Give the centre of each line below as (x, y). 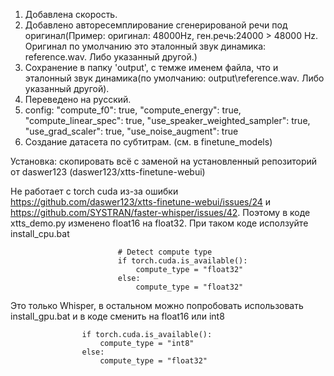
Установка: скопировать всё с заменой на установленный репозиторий (164, 161)
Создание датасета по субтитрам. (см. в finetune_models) (148, 142)
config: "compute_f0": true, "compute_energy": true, (133, 110)
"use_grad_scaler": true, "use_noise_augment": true (131, 131)
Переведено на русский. (78, 99)
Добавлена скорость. (71, 14)
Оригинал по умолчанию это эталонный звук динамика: (145, 46)
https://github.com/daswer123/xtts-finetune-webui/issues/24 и (141, 202)
